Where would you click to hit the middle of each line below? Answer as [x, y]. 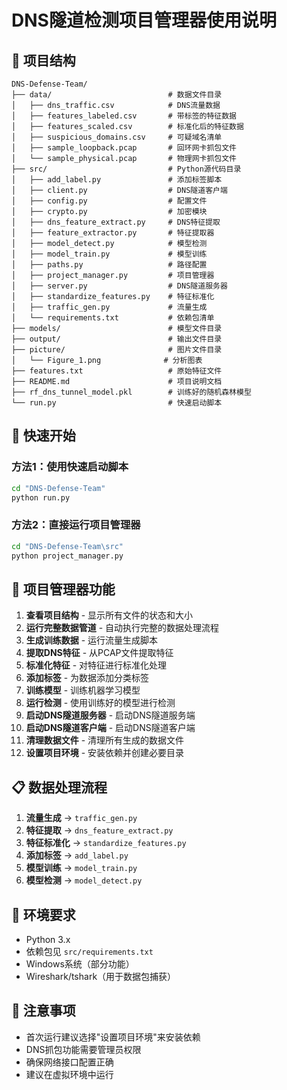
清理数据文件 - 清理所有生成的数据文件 [105, 740]
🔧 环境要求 [43, 914]
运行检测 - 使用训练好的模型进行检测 [100, 703]
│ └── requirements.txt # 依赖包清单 [113, 318]
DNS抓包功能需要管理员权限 [83, 1049]
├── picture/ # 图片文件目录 [117, 350]
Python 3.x [48, 939]
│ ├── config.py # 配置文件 [109, 201]
